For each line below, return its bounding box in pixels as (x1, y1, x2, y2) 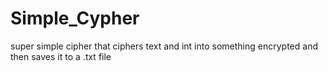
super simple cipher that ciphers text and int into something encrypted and (10, 40, 318, 52)
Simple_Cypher (10, 7, 140, 30)
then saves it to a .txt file (10, 50, 112, 62)
